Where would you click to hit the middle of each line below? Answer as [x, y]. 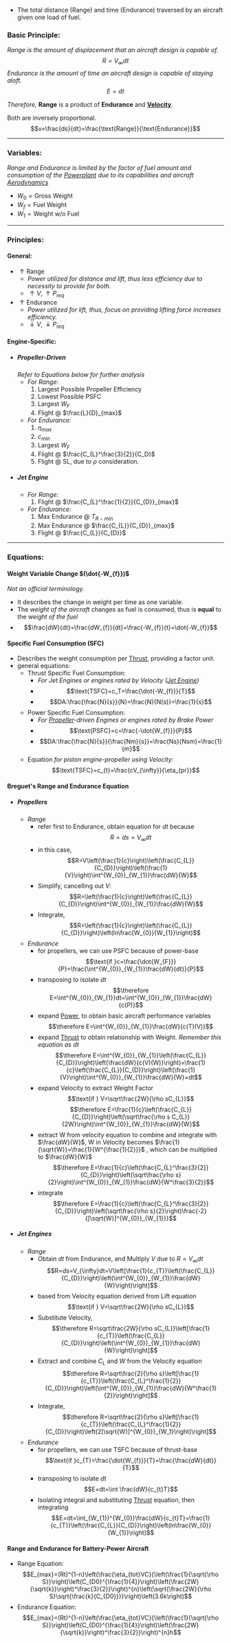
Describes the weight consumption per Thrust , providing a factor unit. [116, 658]
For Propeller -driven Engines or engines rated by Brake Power [125, 720]
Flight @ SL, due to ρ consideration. [88, 462]
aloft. [14, 80]
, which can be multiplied [182, 1149]
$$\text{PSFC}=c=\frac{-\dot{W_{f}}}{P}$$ [131, 731]
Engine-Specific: [32, 342]
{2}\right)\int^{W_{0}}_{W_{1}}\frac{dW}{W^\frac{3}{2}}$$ [131, 1182]
